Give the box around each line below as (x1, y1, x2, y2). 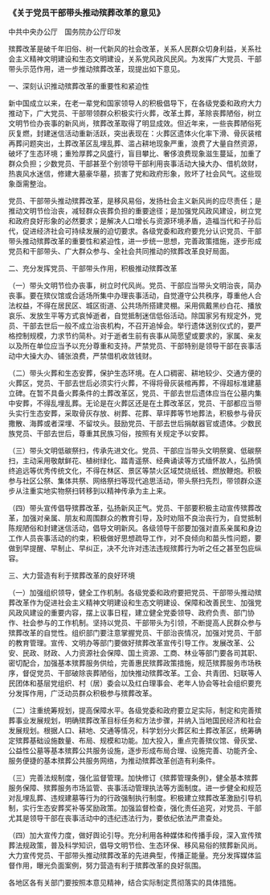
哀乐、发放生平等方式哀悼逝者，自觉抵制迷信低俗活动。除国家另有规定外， (8, 311, 255, 321)
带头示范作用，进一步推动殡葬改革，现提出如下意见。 (8, 64, 185, 74)
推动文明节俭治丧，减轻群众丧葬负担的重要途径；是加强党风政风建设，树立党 (8, 206, 262, 216)
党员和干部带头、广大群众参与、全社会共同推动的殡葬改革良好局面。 (8, 247, 234, 256)
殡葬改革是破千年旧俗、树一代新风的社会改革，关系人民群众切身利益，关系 (8, 44, 255, 54)
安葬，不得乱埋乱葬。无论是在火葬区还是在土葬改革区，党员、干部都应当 (14, 399, 255, 408)
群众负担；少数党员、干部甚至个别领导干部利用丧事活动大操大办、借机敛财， (8, 159, 262, 168)
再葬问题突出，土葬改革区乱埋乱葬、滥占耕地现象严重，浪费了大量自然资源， (8, 139, 262, 148)
